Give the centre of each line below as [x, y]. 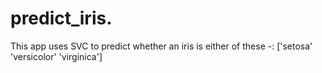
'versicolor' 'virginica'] [56, 56]
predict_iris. [61, 18]
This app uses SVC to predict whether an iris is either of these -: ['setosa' [161, 46]
